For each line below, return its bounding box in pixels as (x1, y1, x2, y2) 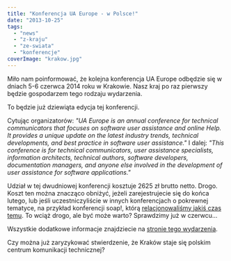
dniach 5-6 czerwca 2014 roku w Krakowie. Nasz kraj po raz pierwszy (7, 81, 208, 90)
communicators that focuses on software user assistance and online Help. (7, 123, 221, 132)
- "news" (13, 29, 39, 37)
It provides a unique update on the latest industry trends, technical (7, 131, 199, 139)
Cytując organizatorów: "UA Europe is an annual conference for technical (7, 116, 218, 125)
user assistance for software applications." (7, 168, 131, 176)
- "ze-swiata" (13, 42, 54, 49)
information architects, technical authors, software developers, (7, 153, 189, 161)
